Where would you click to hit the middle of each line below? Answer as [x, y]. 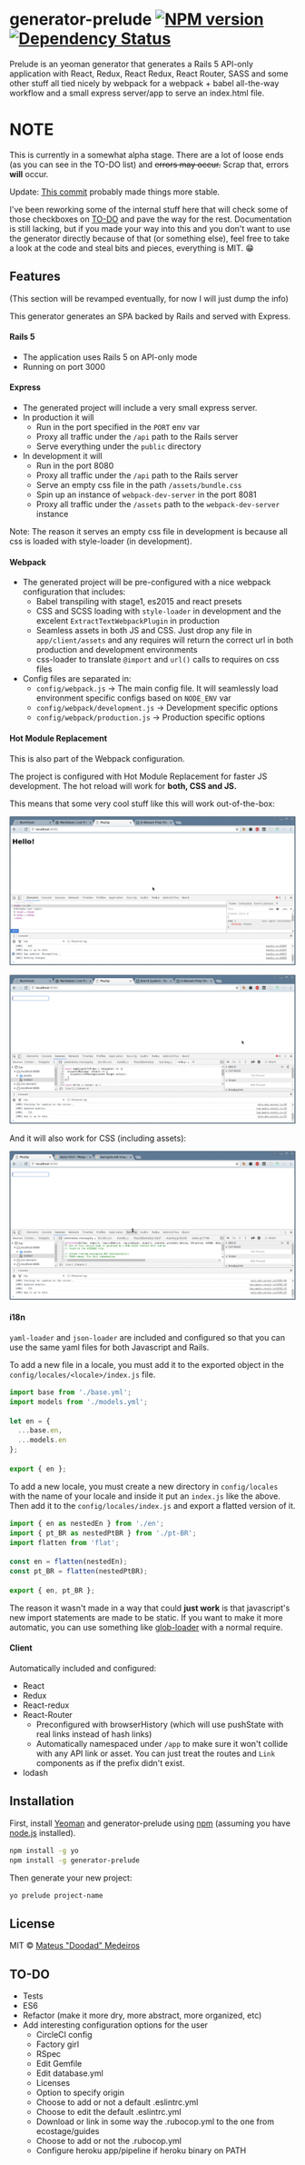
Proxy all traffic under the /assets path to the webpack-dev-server [158, 504]
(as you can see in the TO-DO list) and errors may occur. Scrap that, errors [149, 165]
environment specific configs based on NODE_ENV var [133, 698]
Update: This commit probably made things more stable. [115, 192]
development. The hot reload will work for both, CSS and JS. [123, 785]
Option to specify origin [80, 2093]
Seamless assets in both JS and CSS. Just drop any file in [144, 631]
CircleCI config [64, 2035]
